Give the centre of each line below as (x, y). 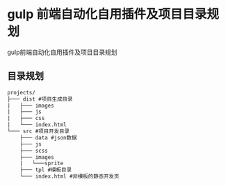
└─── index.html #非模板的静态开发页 (70, 177)
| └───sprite (42, 164)
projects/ (22, 92)
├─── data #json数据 (48, 137)
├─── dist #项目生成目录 (40, 99)
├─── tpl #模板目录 (46, 170)
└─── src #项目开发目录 (38, 131)
